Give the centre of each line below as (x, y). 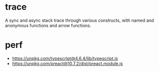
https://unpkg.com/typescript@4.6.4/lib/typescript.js (65, 58)
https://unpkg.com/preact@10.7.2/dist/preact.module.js (67, 63)
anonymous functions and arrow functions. (48, 25)
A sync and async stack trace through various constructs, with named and (79, 20)
